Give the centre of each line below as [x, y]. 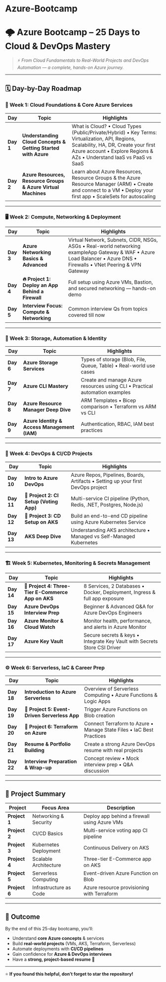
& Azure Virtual [41, 187]
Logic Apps [97, 701]
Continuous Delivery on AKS [116, 848]
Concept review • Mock [111, 758]
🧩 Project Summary [35, 793]
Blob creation [99, 716]
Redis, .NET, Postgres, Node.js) [107, 505]
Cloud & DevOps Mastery [58, 46]
